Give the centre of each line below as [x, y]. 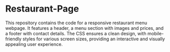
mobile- [156, 33]
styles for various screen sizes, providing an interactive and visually [94, 39]
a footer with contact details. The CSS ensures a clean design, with [76, 33]
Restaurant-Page [42, 9]
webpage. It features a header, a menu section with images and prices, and [84, 28]
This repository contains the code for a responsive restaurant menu [76, 23]
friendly [14, 39]
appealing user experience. [34, 44]
